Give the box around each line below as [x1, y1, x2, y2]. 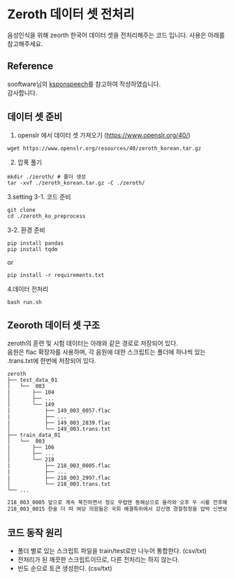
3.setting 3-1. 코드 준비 [7, 192, 71, 201]
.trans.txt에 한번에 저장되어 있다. [7, 357, 96, 365]
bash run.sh [7, 299, 42, 306]
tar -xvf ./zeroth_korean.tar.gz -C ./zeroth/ [7, 179, 145, 186]
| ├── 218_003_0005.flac [7, 462, 111, 469]
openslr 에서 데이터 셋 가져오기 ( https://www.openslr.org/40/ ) [17, 131, 191, 139]
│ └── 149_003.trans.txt [7, 426, 111, 433]
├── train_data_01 [7, 431, 61, 439]
